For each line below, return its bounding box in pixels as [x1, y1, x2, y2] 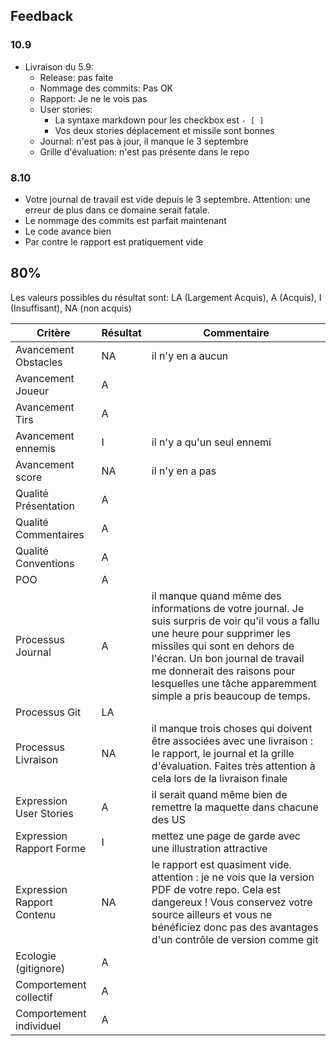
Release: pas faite [39, 71, 114, 83]
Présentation [15, 499, 75, 513]
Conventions [15, 556, 75, 570]
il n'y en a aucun [151, 349, 229, 363]
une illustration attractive [151, 841, 268, 855]
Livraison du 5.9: [24, 60, 94, 73]
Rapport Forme [15, 841, 87, 855]
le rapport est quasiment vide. [151, 857, 292, 871]
